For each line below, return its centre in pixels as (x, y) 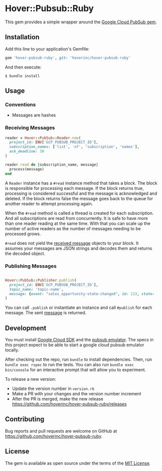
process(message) (27, 169)
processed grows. (23, 234)
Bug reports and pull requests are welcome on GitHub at (61, 431)
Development (26, 328)
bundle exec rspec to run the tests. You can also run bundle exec (69, 365)
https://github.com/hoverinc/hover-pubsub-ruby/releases (69, 404)
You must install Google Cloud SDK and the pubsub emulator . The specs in (79, 340)
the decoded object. (25, 253)
